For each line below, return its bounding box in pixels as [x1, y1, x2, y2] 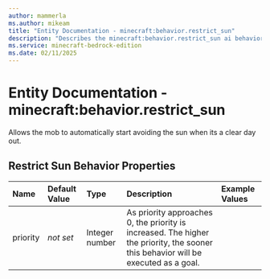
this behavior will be [126, 247, 202, 258]
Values [220, 193, 248, 204]
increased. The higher [126, 227, 210, 238]
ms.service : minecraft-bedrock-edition [8, 42, 142, 50]
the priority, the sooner [126, 236, 213, 248]
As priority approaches [126, 207, 213, 218]
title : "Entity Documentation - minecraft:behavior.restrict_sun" [8, 27, 235, 35]
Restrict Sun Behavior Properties [8, 159, 176, 173]
